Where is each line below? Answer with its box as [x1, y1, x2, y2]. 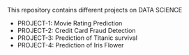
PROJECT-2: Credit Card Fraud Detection [17, 27, 136, 34]
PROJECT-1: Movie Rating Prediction [17, 19, 123, 27]
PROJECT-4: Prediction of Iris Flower [17, 41, 124, 49]
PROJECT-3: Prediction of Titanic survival [17, 34, 138, 42]
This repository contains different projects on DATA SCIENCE [7, 6, 183, 14]
